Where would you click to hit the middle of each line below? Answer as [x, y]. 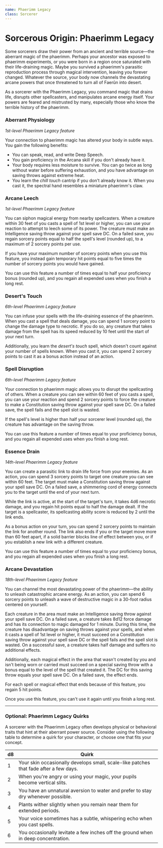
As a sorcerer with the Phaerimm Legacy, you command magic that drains [79, 92]
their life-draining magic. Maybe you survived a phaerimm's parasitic [74, 67]
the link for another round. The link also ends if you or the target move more [81, 531]
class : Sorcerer [21, 14]
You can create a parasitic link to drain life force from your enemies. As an [79, 471]
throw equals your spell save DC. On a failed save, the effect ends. [72, 675]
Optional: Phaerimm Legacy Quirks [47, 716]
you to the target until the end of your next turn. [53, 492]
